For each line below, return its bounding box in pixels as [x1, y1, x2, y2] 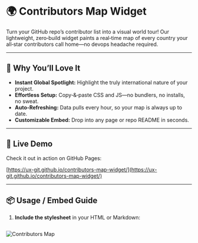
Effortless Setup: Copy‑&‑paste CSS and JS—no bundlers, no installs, [14, 91, 186, 98]
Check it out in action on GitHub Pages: [6, 154, 102, 162]
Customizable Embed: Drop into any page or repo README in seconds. [14, 116, 190, 124]
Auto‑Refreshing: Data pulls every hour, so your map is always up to [14, 104, 183, 111]
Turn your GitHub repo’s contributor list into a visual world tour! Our [6, 28, 170, 35]
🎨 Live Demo [6, 139, 53, 149]
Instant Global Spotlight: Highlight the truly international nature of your [14, 79, 188, 86]
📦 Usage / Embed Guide [6, 195, 98, 205]
